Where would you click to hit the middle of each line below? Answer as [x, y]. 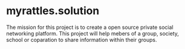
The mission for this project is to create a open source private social [90, 27]
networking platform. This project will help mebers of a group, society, [92, 33]
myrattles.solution [53, 11]
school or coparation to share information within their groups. [81, 40]
